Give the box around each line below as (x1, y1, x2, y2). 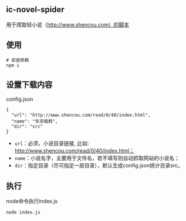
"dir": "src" (11, 124, 43, 130)
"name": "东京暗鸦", (11, 118, 58, 124)
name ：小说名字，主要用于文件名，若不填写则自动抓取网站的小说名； (14, 154, 180, 161)
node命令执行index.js (6, 197, 58, 205)
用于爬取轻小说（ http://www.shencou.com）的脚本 (6, 21, 129, 28)
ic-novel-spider (6, 5, 65, 15)
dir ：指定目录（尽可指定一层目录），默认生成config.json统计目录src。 (14, 162, 184, 169)
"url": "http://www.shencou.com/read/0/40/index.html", (11, 112, 151, 118)
